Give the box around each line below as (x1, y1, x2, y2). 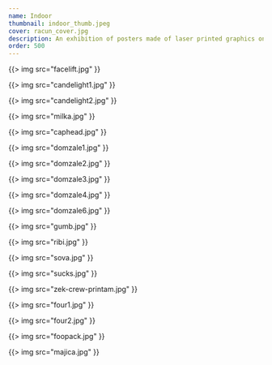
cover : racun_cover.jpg (8, 27, 89, 35)
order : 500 (8, 42, 45, 50)
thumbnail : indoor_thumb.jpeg (8, 19, 111, 28)
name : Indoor (8, 11, 53, 20)
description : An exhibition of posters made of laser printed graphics (8, 34, 255, 43)
